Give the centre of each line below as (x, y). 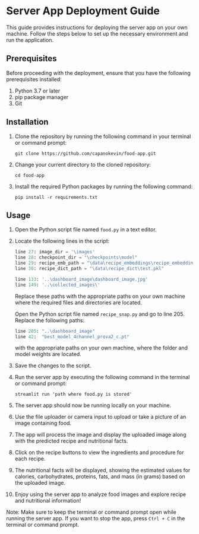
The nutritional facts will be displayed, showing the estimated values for (102, 471)
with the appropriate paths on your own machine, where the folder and (101, 348)
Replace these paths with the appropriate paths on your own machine (100, 296)
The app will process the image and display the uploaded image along (100, 435)
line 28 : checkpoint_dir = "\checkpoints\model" (76, 258)
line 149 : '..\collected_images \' (57, 285)
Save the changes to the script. (53, 365)
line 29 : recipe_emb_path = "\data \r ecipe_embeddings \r (85, 263)
